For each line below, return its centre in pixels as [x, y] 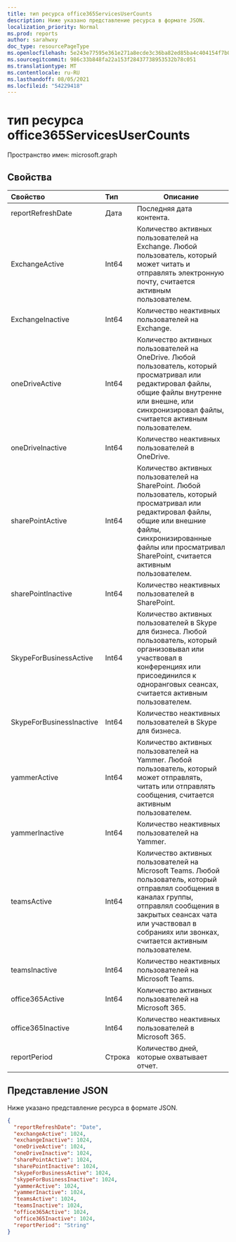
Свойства [30, 177]
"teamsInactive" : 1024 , [48, 1206]
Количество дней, [168, 1048]
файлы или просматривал [181, 547]
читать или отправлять [176, 786]
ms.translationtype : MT [42, 66]
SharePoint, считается [174, 556]
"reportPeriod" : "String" [52, 1225]
